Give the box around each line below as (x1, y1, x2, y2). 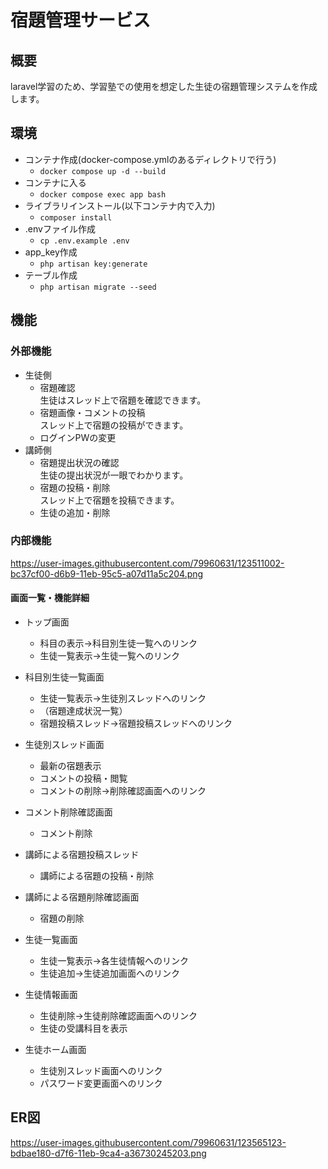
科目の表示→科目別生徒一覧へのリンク (39, 637, 198, 649)
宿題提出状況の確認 (39, 456, 120, 468)
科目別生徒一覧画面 (24, 671, 105, 683)
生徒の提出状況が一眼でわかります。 (39, 469, 189, 481)
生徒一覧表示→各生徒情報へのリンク (39, 955, 189, 966)
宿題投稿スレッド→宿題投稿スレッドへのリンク (39, 717, 233, 729)
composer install (39, 212, 113, 223)
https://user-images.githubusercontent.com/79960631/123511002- (10, 557, 285, 569)
